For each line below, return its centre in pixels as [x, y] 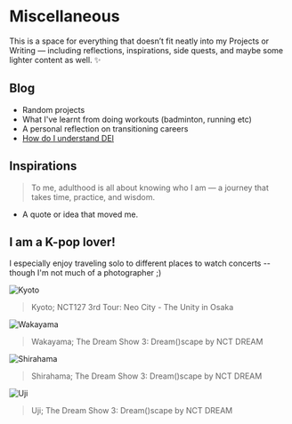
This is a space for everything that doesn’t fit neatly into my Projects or [139, 41]
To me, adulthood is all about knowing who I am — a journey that [150, 188]
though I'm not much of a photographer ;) [85, 273]
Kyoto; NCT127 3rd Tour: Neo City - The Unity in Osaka [132, 308]
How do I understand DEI [68, 138]
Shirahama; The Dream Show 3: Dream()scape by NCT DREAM [146, 376]
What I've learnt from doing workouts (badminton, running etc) [137, 119]
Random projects [53, 109]
